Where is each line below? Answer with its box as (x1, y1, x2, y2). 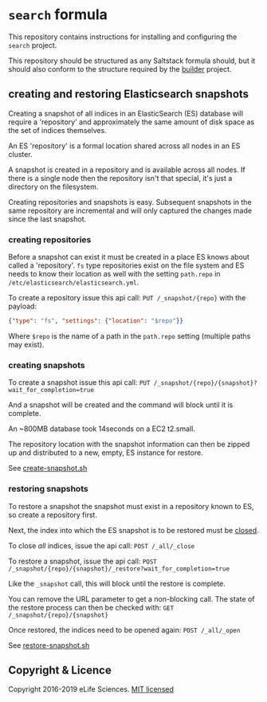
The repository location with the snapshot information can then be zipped (8, 440, 250, 449)
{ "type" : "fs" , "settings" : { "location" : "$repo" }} (8, 317, 183, 325)
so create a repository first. (8, 510, 98, 520)
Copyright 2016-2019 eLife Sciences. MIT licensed (8, 684, 174, 694)
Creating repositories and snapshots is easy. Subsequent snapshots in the (8, 197, 253, 206)
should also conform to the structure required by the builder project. (8, 64, 232, 73)
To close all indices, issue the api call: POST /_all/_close (8, 540, 195, 551)
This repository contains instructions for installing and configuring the (8, 32, 238, 41)
